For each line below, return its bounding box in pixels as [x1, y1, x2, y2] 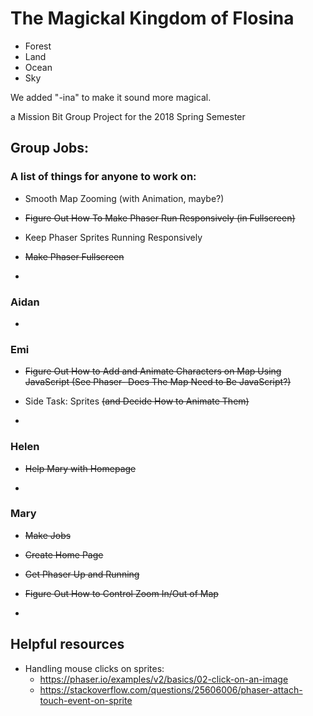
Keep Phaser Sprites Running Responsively [24, 231, 203, 243]
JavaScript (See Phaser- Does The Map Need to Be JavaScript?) [24, 376, 292, 388]
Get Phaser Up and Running [24, 568, 140, 580]
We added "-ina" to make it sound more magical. [10, 91, 212, 103]
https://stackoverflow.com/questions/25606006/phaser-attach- [39, 683, 303, 696]
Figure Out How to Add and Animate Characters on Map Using [24, 365, 282, 377]
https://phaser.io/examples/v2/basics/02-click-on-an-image [39, 673, 289, 685]
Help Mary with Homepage [24, 462, 137, 474]
